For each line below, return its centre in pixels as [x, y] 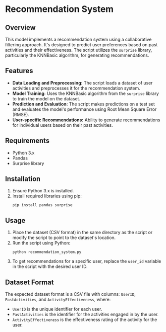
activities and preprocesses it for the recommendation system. [76, 88]
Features [19, 71]
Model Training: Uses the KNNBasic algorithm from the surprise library [85, 93]
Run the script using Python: [41, 243]
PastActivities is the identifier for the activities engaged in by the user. [85, 315]
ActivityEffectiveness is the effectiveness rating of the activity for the [84, 320]
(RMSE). [21, 114]
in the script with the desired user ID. [50, 266]
